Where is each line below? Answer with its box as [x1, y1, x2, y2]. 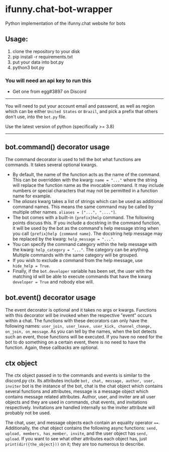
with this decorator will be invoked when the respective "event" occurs [5, 312, 152, 318]
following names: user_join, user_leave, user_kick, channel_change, [5, 323, 152, 329]
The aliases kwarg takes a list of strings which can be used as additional [12, 198, 163, 204]
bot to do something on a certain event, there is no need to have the [5, 339, 146, 345]
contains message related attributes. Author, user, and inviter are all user [5, 394, 156, 400]
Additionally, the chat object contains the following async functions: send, [5, 425, 158, 431]
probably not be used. [5, 410, 51, 416]
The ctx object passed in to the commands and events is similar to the [5, 372, 150, 378]
